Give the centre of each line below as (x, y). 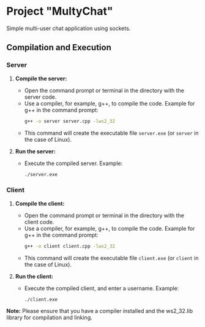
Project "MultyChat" (60, 11)
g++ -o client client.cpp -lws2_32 (69, 246)
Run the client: (34, 276)
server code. (40, 97)
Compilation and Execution (59, 48)
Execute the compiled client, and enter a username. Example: (102, 288)
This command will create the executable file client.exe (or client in (111, 258)
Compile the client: (40, 203)
